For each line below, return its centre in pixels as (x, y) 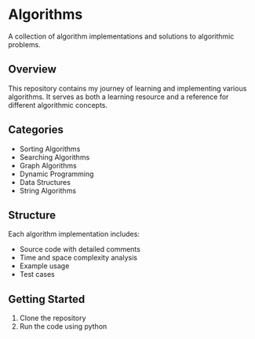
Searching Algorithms (55, 157)
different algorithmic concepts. (58, 105)
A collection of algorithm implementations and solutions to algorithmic (121, 36)
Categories (36, 130)
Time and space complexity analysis (78, 258)
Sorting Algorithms (50, 149)
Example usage (44, 266)
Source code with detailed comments (80, 249)
